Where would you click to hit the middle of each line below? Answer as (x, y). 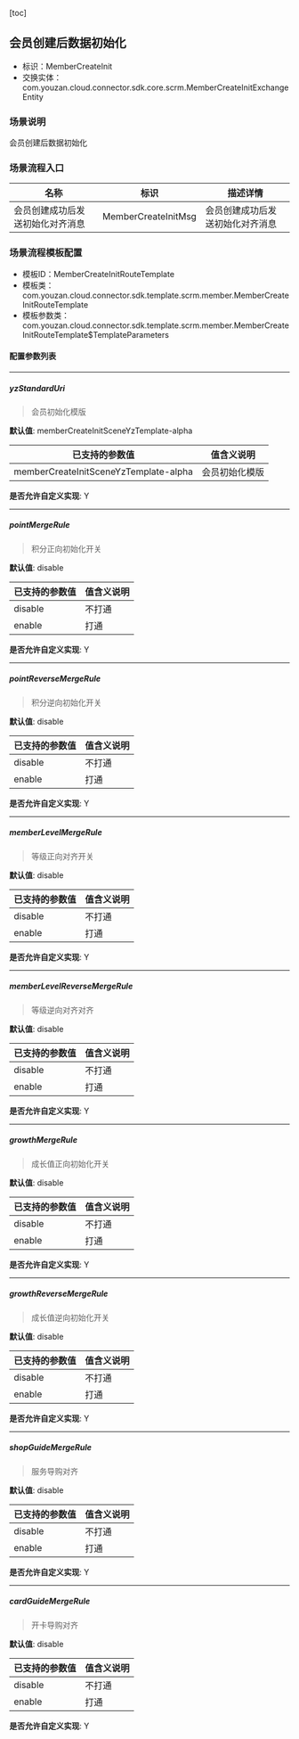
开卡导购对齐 (54, 1625)
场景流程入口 (37, 168)
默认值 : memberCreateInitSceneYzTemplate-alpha (101, 431)
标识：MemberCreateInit (67, 66)
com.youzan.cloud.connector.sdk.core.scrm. (104, 87)
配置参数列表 (32, 357)
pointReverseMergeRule (55, 679)
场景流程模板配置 (46, 253)
